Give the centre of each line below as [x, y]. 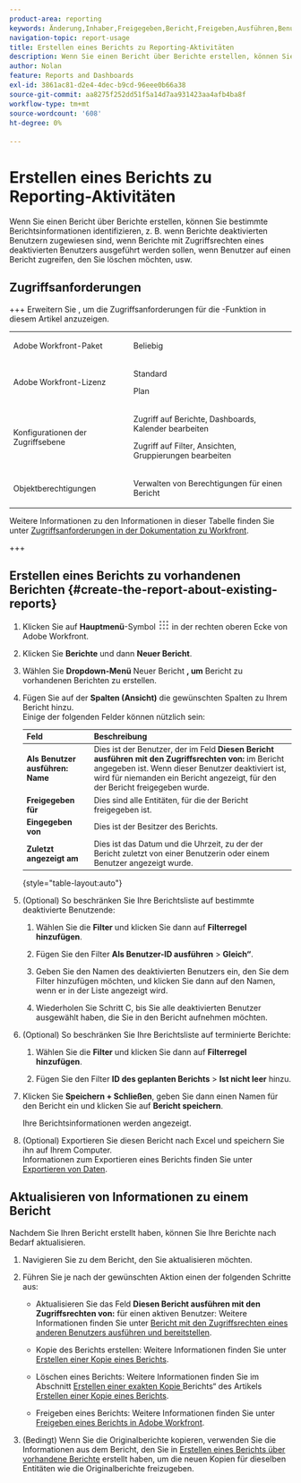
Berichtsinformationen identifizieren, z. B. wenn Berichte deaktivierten [139, 231]
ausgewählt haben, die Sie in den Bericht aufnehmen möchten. [151, 1017]
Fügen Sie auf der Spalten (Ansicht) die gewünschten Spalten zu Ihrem [155, 698]
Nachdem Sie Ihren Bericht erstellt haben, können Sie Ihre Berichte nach [143, 1232]
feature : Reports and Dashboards [72, 76]
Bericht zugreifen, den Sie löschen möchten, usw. [101, 260]
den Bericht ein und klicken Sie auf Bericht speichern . [123, 1105]
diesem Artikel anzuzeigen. [60, 319]
